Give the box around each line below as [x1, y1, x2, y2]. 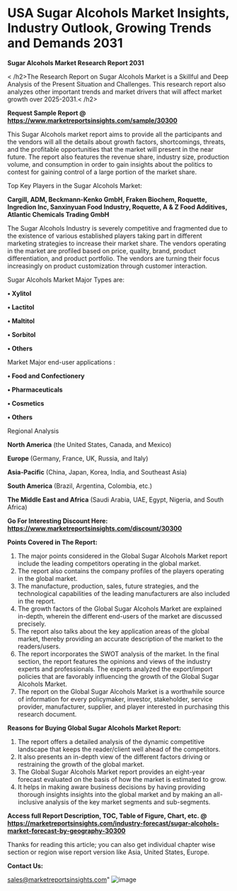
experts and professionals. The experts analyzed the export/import [17, 665, 213, 673]
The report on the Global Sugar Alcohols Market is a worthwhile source [17, 687, 225, 696]
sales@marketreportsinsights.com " [7, 875, 110, 884]
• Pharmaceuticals [7, 385, 63, 394]
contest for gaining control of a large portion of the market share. [7, 167, 197, 176]
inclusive [17, 797, 44, 806]
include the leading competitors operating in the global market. [17, 559, 202, 568]
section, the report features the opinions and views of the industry [17, 657, 211, 665]
